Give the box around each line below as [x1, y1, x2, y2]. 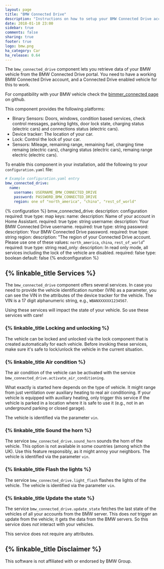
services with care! [5, 312, 43, 318]
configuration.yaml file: [5, 167, 53, 173]
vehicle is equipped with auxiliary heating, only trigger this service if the [5, 395, 150, 401]
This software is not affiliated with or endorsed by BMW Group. [5, 558, 132, 564]
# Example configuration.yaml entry [5, 176, 80, 181]
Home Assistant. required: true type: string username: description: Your [5, 218, 149, 224]
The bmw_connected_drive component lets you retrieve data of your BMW [5, 66, 151, 72]
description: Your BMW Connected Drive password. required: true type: [5, 229, 149, 234]
